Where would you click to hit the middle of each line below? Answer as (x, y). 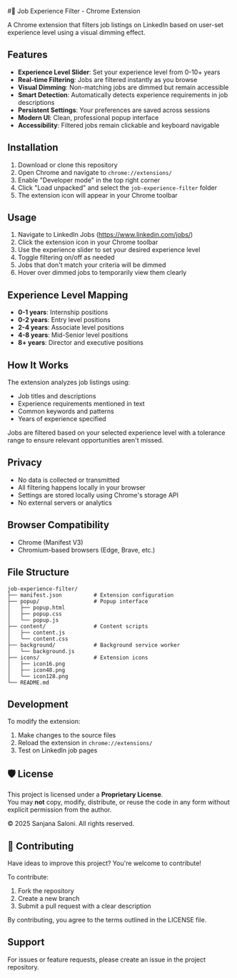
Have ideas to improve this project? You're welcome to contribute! (105, 863)
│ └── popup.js (33, 620)
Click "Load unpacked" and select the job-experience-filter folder (117, 187)
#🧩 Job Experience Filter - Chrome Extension (74, 11)
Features (27, 55)
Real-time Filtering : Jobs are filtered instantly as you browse (107, 79)
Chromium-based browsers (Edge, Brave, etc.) (86, 550)
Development (38, 704)
